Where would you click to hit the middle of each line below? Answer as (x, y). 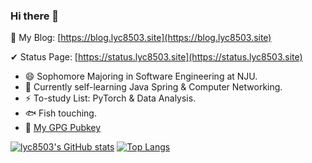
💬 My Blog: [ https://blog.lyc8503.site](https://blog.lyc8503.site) (141, 38)
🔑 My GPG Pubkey (63, 128)
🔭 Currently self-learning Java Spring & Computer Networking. (153, 87)
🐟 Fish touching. (60, 113)
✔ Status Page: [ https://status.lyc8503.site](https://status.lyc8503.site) (156, 57)
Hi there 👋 (35, 16)
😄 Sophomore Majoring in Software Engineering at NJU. (141, 76)
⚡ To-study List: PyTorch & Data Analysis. (110, 98)
